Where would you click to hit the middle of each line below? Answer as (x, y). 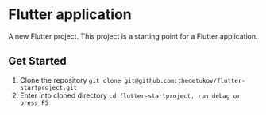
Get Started (37, 61)
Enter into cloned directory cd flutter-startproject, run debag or (130, 95)
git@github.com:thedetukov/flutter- (185, 80)
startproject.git (48, 87)
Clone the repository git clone (70, 80)
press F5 (34, 103)
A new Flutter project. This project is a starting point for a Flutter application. (133, 36)
